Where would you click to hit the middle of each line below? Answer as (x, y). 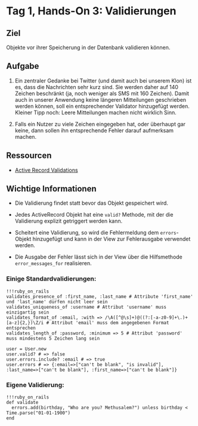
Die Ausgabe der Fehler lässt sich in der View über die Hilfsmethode (99, 257)
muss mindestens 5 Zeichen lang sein (53, 338)
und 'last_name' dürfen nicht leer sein (57, 302)
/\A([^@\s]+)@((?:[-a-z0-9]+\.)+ (146, 317)
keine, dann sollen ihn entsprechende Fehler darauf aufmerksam (94, 130)
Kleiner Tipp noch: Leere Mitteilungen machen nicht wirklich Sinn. (96, 112)
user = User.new (26, 349)
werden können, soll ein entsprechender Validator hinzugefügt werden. (102, 106)
